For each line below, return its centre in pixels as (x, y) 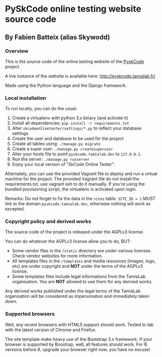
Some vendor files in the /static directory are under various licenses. (82, 251)
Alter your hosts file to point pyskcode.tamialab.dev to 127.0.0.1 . (77, 154)
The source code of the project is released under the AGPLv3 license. (74, 232)
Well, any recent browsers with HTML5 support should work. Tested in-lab (79, 325)
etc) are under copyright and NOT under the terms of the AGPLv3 (77, 266)
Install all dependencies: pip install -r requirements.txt (71, 123)
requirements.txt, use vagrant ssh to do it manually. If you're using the (75, 184)
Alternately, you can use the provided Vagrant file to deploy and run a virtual (81, 174)
